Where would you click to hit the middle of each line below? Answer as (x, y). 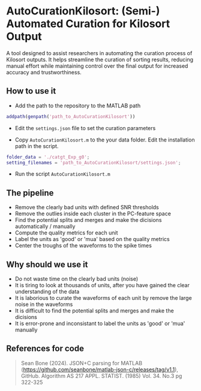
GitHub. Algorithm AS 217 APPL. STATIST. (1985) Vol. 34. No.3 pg (101, 375)
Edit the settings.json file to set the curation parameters (85, 128)
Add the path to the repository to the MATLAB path (78, 106)
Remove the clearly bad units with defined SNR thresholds (87, 207)
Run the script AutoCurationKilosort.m (63, 174)
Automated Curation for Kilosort (88, 24)
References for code (45, 349)
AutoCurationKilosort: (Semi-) (83, 11)
